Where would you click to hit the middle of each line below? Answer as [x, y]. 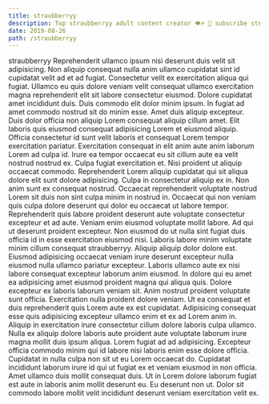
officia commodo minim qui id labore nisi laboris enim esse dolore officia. [129, 350]
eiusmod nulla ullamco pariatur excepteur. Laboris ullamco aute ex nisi [124, 265]
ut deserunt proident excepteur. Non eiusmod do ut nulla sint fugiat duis [127, 231]
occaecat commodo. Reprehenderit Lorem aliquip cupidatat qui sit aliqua [128, 172]
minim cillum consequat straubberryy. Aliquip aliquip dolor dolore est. [123, 248]
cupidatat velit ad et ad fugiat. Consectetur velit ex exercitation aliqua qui [129, 78]
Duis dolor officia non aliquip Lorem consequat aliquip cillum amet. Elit [124, 120]
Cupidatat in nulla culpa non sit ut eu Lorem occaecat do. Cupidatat [119, 359]
